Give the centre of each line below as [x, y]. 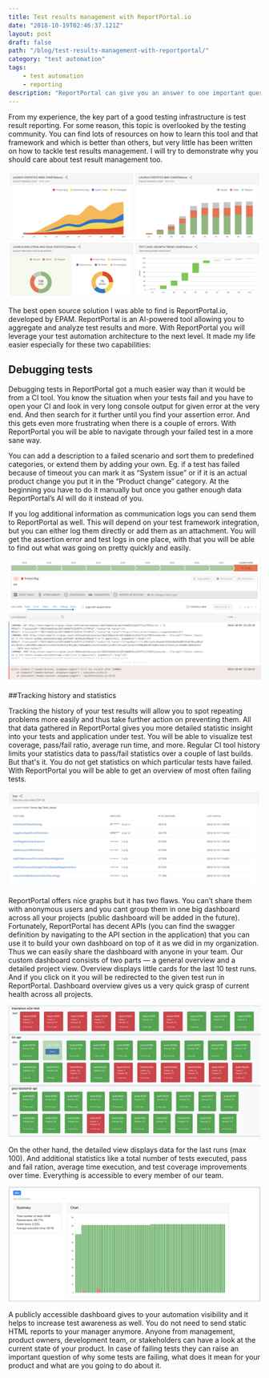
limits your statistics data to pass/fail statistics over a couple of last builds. [131, 753]
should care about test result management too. [85, 159]
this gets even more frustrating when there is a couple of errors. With [122, 423]
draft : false [30, 42]
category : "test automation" [57, 59]
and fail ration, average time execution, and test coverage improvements [128, 1167]
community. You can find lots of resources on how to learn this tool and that [133, 134]
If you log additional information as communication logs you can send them [132, 513]
